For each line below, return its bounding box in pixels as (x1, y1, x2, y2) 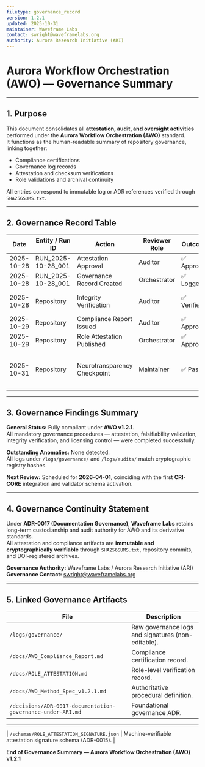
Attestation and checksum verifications (15, 169, 114, 176)
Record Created (77, 279, 123, 288)
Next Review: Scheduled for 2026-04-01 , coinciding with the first (6, 474, 173, 481)
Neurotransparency (77, 361, 133, 369)
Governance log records (15, 163, 77, 170)
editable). (131, 638, 159, 646)
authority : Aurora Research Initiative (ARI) (6, 37, 124, 43)
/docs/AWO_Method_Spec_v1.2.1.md (9, 688, 107, 695)
